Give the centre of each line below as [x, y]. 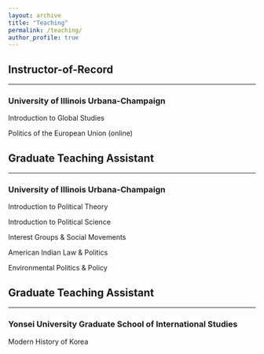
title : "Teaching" [38, 23]
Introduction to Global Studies [56, 118]
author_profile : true [44, 37]
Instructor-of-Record [61, 69]
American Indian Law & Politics [58, 252]
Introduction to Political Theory [58, 207]
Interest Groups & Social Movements [67, 237]
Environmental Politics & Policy [58, 268]
